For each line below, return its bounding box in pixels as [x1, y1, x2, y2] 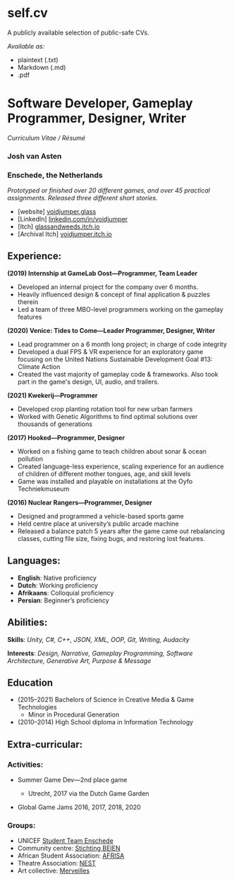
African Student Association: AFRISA [17, 851, 125, 860]
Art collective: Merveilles [17, 866, 90, 875]
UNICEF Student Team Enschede [17, 837, 114, 845]
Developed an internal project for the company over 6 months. [17, 282, 199, 291]
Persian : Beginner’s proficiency [17, 596, 109, 604]
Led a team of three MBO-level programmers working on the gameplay [17, 305, 223, 313]
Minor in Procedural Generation [27, 710, 120, 719]
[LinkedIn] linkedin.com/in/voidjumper [17, 215, 128, 224]
